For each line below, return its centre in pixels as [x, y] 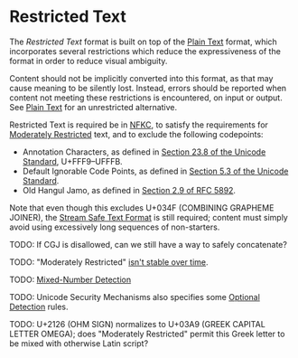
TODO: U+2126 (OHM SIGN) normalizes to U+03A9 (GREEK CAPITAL [138, 324]
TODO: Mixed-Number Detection [70, 279]
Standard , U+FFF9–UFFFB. [73, 161]
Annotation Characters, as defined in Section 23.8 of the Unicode [144, 152]
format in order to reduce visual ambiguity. [88, 61]
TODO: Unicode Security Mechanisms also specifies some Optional [135, 297]
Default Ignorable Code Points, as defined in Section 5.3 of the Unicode [155, 171]
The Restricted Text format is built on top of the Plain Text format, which [143, 42]
